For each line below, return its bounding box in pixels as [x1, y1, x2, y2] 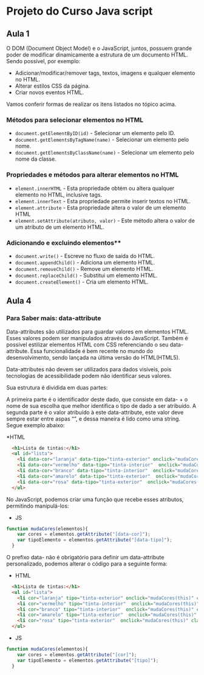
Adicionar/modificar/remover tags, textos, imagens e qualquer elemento [15, 69, 195, 77]
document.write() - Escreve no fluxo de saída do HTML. [15, 252, 155, 259]
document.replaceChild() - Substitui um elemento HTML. [15, 271, 158, 279]
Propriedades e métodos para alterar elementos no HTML [6, 170, 179, 179]
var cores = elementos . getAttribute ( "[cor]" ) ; [17, 651, 137, 658]
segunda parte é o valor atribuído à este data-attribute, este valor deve [6, 408, 184, 416]
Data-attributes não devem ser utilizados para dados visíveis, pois [6, 365, 172, 372]
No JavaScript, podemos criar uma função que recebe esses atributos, [6, 495, 184, 503]
